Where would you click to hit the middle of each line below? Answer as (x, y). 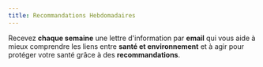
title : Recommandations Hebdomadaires (72, 15)
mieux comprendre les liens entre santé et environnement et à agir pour (126, 46)
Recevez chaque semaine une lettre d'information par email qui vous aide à (132, 38)
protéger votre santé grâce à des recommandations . (94, 54)
